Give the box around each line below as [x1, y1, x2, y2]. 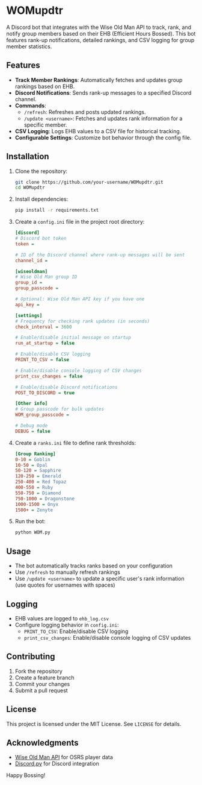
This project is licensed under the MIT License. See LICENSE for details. [6, 720, 182, 727]
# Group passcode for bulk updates [14, 406, 105, 412]
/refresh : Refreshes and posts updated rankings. [23, 108, 146, 115]
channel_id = [14, 257, 48, 263]
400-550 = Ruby [14, 485, 54, 491]
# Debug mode [14, 423, 48, 429]
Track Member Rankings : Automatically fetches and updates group [14, 76, 183, 83]
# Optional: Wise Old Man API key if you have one [14, 296, 145, 302]
